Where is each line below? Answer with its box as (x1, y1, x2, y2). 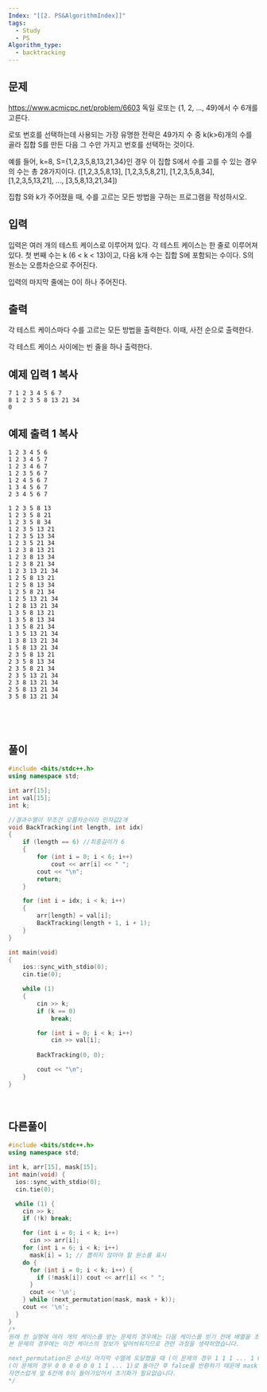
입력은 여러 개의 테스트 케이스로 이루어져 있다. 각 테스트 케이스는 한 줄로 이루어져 (8, 240, 258, 249)
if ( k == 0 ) (37, 1007, 77, 1015)
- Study (15, 26, 41, 34)
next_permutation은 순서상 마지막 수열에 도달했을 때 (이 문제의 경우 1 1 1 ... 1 (8, 1355, 254, 1363)
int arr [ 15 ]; (8, 786, 52, 795)
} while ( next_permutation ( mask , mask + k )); (22, 1296, 176, 1304)
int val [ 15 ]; (8, 794, 52, 802)
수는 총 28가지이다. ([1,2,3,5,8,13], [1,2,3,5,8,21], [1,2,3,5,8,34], (16, 167, 215, 176)
